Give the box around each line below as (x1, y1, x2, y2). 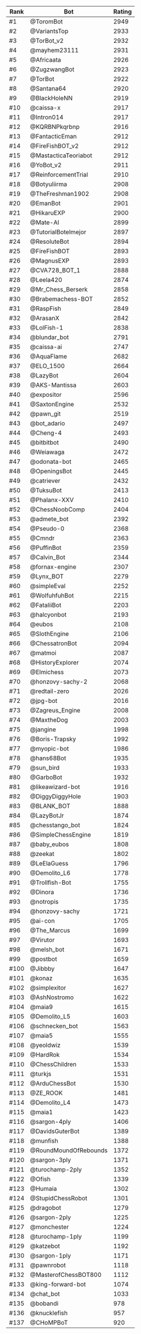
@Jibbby (30, 965, 55, 973)
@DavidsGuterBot (30, 1127, 80, 1135)
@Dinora (30, 888, 55, 896)
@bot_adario (30, 419, 66, 427)
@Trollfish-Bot (30, 878, 72, 887)
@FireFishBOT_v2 (30, 142, 79, 150)
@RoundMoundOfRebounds (30, 1146, 108, 1154)
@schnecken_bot (30, 1022, 78, 1030)
